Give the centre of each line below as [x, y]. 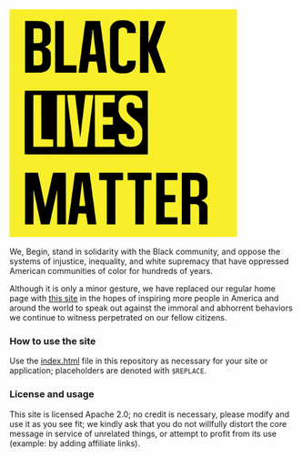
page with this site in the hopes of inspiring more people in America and [144, 298]
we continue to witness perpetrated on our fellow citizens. [118, 317]
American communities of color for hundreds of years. [111, 271]
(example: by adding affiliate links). [75, 443]
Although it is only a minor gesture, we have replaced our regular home [142, 289]
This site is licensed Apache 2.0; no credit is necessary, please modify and [150, 414]
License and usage [52, 394]
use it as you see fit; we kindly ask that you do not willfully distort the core [148, 423]
